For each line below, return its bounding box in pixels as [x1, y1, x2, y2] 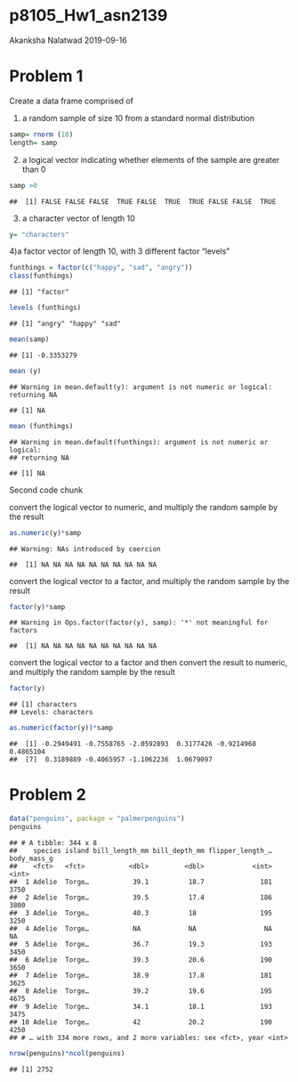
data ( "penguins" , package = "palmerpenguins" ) [9, 814, 185, 824]
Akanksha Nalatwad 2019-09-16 [9, 35, 127, 45]
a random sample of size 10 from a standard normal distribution [21, 112, 255, 123]
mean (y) [9, 366, 42, 375]
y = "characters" [9, 230, 69, 239]
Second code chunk [9, 484, 83, 495]
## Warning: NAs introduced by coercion [9, 544, 162, 553]
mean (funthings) [9, 421, 74, 430]
